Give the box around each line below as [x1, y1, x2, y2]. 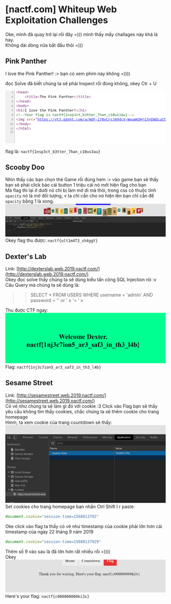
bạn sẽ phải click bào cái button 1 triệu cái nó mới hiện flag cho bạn [5, 182, 147, 188]
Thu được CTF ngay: [5, 307, 48, 313]
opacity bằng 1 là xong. [5, 198, 54, 205]
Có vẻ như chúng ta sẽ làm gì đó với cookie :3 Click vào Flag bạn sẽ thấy [5, 403, 158, 409]
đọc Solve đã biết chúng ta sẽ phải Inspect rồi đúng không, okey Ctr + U [5, 80, 157, 86]
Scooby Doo [5, 163, 45, 172]
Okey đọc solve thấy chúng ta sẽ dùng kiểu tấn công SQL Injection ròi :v [5, 276, 157, 283]
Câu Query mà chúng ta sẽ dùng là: [5, 282, 80, 288]
